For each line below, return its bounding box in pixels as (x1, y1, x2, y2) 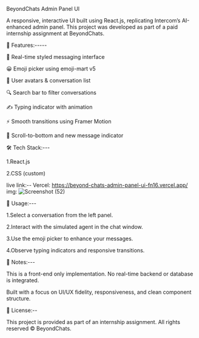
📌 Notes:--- (6, 259, 35, 266)
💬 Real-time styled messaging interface (6, 53, 105, 60)
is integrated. (6, 277, 39, 284)
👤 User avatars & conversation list (6, 77, 91, 84)
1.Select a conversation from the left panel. (6, 212, 113, 218)
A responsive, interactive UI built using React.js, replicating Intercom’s (6, 17, 181, 24)
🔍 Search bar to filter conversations (6, 89, 97, 96)
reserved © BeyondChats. (6, 325, 72, 332)
